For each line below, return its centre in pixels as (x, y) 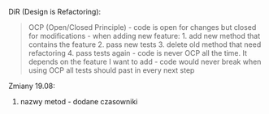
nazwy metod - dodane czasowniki (79, 101)
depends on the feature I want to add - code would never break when (145, 61)
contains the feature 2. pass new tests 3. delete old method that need (145, 44)
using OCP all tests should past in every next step (111, 70)
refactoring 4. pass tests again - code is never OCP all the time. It (138, 53)
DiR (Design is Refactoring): (55, 12)
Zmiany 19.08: (32, 86)
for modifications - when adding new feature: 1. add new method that (144, 36)
